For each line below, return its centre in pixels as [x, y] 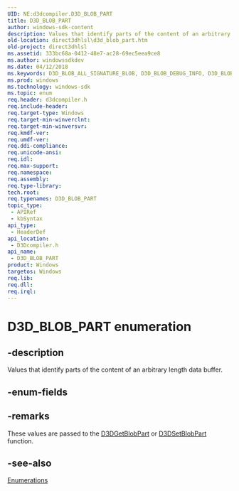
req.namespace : [30, 172]
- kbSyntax [26, 219]
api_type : [22, 225]
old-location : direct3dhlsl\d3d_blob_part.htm [78, 41]
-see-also [30, 463]
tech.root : [23, 193]
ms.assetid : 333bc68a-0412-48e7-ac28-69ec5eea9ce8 [84, 54]
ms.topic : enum [30, 93]
